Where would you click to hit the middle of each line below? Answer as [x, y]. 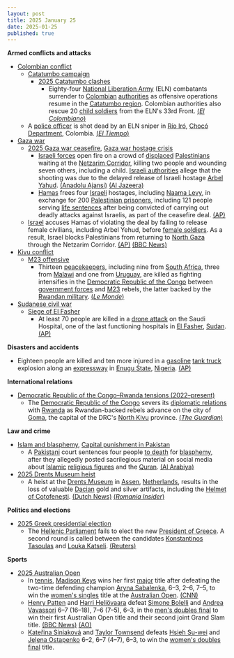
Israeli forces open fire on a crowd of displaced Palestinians [124, 156]
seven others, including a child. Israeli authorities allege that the [130, 170]
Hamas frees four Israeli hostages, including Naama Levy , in [124, 193]
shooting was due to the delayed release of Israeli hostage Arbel [131, 178]
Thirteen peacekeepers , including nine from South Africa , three [129, 267]
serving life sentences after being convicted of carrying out [123, 207]
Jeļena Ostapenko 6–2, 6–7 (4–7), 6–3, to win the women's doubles [124, 640]
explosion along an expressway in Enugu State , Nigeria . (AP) [104, 368]
